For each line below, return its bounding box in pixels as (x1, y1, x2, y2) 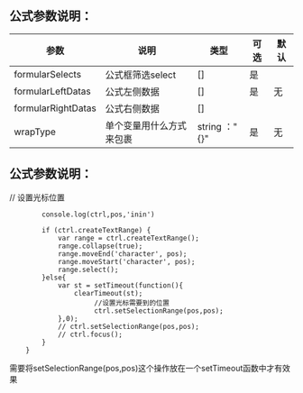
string (197, 120, 223, 133)
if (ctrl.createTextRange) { (41, 225, 151, 234)
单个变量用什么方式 (105, 119, 187, 132)
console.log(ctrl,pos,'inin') (41, 210, 155, 219)
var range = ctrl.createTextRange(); (57, 233, 200, 242)
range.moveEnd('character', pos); (57, 249, 188, 259)
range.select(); (57, 265, 119, 274)
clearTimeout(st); (73, 288, 143, 297)
